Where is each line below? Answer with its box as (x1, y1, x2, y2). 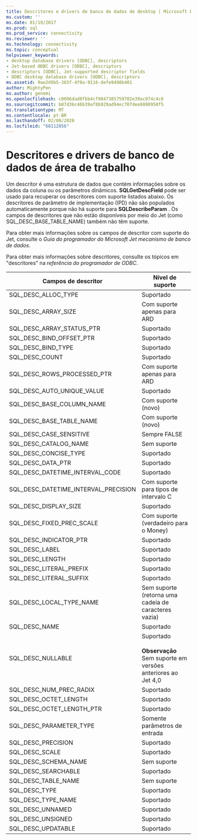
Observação (141, 647, 177, 655)
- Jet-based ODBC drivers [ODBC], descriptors (6, 63, 122, 69)
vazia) (141, 613, 159, 621)
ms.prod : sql (6, 25, 38, 31)
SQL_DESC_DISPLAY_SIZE (9, 502, 82, 510)
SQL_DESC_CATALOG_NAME (9, 439, 89, 448)
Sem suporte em (141, 654, 188, 662)
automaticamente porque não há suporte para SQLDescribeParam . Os (6, 205, 178, 212)
